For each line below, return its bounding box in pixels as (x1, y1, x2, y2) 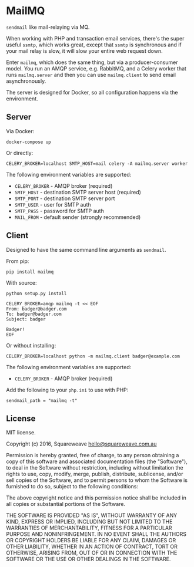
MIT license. (6, 429, 36, 436)
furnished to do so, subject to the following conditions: (6, 483, 138, 490)
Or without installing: (6, 342, 56, 349)
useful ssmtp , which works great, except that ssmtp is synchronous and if (6, 41, 182, 48)
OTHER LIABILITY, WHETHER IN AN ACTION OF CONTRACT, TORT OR (6, 543, 178, 550)
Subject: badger (6, 316, 46, 322)
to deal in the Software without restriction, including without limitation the (6, 464, 183, 471)
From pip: (6, 257, 29, 265)
